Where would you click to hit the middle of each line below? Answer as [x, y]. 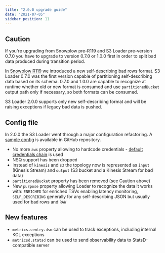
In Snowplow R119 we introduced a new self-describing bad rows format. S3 [83, 71]
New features [26, 218]
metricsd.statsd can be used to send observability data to [72, 240]
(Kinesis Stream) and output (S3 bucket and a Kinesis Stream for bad [82, 170]
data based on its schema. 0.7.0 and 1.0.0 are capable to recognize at [76, 82]
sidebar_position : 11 [27, 19]
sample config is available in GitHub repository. [53, 140]
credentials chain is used [38, 154]
